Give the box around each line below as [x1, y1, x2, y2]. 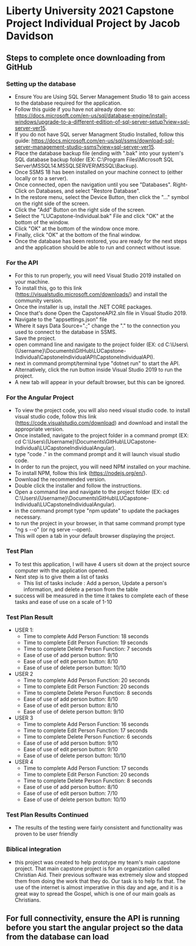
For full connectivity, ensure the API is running [6, 914, 180, 924]
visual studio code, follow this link [14, 413, 97, 420]
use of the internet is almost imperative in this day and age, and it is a [14, 883, 184, 890]
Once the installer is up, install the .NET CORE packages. [14, 303, 152, 311]
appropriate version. [14, 425, 64, 433]
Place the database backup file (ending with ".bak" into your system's [14, 149, 184, 157]
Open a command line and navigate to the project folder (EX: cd [14, 489, 170, 496]
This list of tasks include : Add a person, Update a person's [23, 579, 167, 586]
